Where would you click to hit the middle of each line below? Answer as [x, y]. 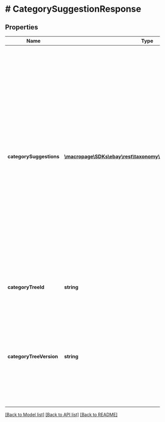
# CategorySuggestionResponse [73, 9]
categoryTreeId [26, 287]
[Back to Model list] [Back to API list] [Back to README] [61, 415]
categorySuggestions [34, 157]
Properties [22, 27]
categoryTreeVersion [33, 356]
